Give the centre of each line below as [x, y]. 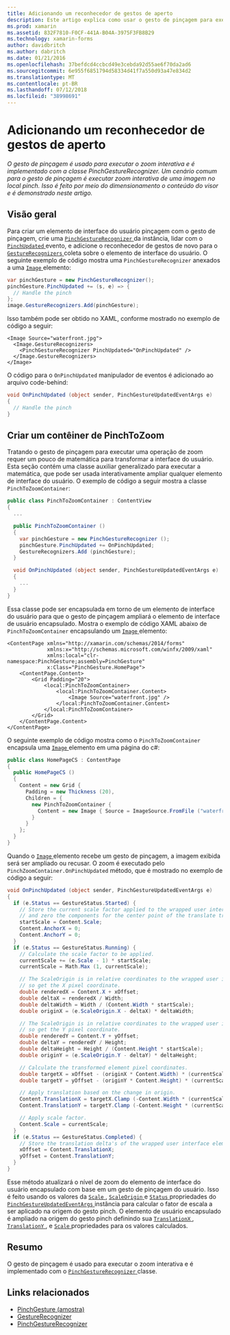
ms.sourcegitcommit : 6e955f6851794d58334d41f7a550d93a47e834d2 [99, 71]
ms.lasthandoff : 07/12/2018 [47, 90]
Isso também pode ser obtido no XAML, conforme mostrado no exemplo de [114, 319]
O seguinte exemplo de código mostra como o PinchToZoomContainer [104, 740]
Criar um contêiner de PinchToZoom [86, 436]
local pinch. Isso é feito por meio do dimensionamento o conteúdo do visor [113, 185]
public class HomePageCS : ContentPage [64, 760]
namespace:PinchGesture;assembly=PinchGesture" [76, 661]
